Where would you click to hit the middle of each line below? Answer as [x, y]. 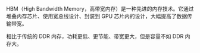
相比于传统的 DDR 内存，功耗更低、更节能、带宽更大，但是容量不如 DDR [95, 36]
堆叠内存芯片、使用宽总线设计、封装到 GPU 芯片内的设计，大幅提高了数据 [97, 16]
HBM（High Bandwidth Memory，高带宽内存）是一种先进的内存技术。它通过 [100, 9]
